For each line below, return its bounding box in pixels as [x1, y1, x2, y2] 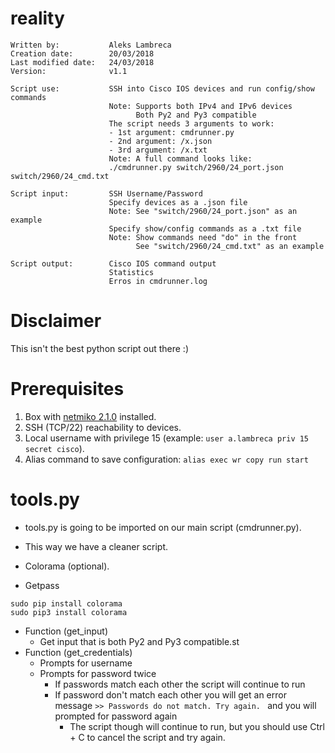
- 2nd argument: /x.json [108, 136, 213, 146]
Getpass [24, 579, 60, 591]
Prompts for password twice [39, 667, 157, 679]
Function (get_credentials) [24, 646, 133, 658]
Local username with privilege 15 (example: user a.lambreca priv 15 [24, 432, 310, 444]
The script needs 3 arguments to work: [108, 118, 275, 129]
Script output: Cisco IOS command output [10, 258, 217, 269]
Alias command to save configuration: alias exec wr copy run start [24, 453, 309, 465]
